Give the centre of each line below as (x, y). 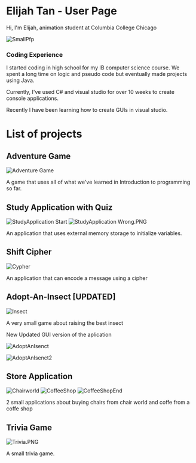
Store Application (39, 377)
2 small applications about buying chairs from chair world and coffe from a (98, 403)
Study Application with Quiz (59, 207)
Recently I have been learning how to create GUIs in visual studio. (87, 110)
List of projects (44, 134)
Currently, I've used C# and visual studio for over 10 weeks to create (91, 92)
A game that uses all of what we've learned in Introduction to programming (98, 182)
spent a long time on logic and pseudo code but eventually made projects (97, 74)
